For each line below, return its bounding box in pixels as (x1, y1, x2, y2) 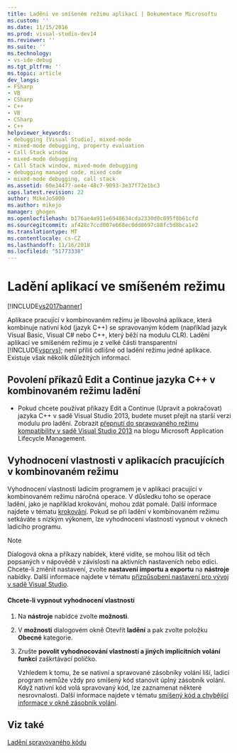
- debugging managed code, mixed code (7, 168, 122, 176)
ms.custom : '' (7, 17, 50, 24)
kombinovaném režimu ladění (7, 385, 141, 397)
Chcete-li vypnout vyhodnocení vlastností (7, 596, 135, 605)
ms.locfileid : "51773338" (7, 248, 84, 255)
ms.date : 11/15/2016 (7, 23, 69, 31)
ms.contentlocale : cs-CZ (7, 235, 81, 242)
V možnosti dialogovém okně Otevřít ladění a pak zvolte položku (17, 625, 208, 634)
